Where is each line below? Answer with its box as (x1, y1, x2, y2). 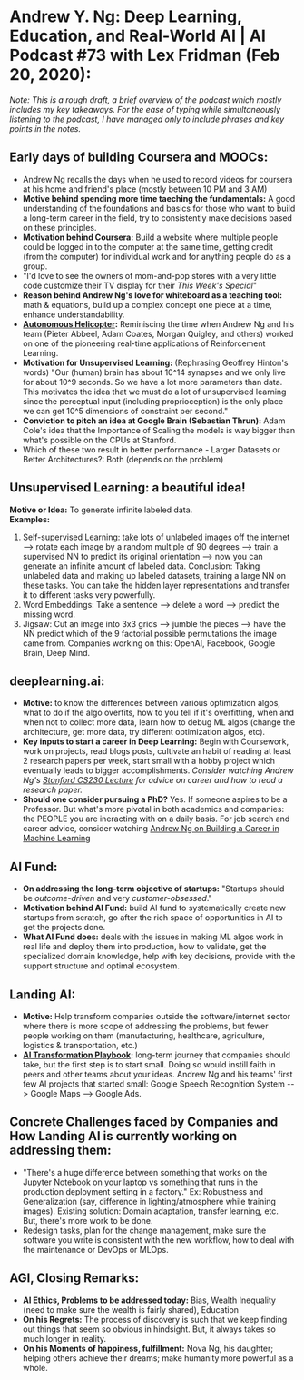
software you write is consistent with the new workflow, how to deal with (22, 1234, 295, 1246)
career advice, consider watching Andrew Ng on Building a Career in (22, 823, 279, 834)
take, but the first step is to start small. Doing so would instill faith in (22, 1059, 276, 1069)
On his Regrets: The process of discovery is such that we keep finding (22, 1314, 288, 1325)
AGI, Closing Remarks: (9, 1270, 139, 1286)
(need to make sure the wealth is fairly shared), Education (22, 1304, 239, 1315)
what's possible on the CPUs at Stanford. (22, 434, 177, 445)
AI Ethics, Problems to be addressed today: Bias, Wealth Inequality (22, 1295, 277, 1306)
